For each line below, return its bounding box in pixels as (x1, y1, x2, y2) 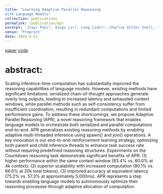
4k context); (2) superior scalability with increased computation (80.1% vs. (5, 163, 154, 169)
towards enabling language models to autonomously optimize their (5, 178, 138, 184)
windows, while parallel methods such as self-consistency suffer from (5, 101, 145, 107)
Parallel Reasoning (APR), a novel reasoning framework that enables (5, 116, 142, 122)
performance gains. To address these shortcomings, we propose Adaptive (5, 111, 154, 117)
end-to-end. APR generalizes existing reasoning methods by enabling (5, 127, 145, 132)
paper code (5, 47, 28, 53)
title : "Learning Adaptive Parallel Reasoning (5, 7, 101, 12)
